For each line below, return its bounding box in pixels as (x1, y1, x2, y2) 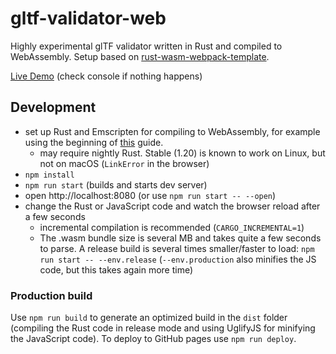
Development (10, 99, 97, 116)
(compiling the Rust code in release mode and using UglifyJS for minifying (10, 322, 316, 334)
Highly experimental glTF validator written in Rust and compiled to (10, 40, 283, 52)
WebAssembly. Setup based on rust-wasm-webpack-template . (10, 50, 270, 62)
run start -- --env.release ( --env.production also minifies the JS (39, 253, 317, 265)
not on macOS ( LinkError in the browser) (39, 157, 210, 169)
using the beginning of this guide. (24, 136, 164, 148)
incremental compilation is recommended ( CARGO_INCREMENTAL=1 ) (39, 221, 305, 233)
